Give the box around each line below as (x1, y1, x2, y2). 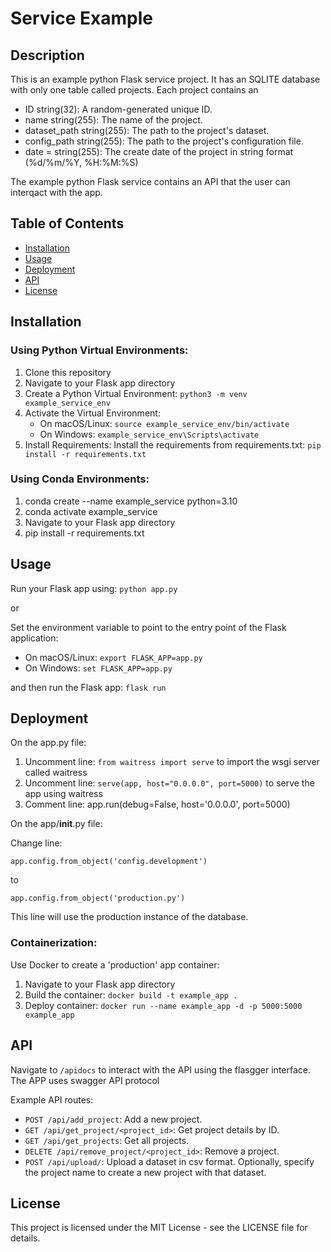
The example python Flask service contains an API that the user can (10, 176, 291, 187)
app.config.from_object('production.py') (10, 893, 186, 904)
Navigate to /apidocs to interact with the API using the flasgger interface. (10, 1063, 311, 1076)
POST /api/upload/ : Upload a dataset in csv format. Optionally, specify (24, 1155, 315, 1167)
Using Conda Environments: (10, 472, 150, 486)
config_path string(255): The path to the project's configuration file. (24, 135, 304, 147)
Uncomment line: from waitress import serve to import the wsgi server (24, 756, 320, 768)
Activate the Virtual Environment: (24, 407, 161, 419)
